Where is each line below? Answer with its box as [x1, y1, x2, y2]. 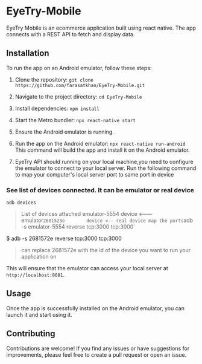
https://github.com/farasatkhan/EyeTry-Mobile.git [14, 82, 145, 88]
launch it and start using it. [6, 311, 72, 318]
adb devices [6, 200, 36, 206]
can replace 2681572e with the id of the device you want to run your [21, 247, 191, 254]
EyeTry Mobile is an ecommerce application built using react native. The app [6, 24, 196, 31]
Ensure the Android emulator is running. [14, 128, 115, 135]
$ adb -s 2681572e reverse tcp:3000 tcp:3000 [6, 235, 122, 242]
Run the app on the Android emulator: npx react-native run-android [14, 140, 186, 147]
